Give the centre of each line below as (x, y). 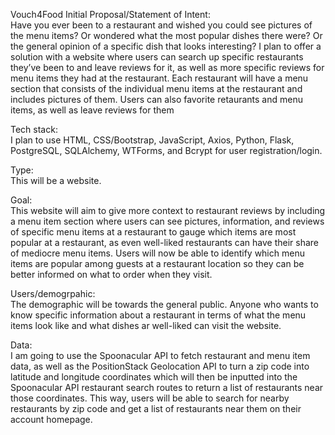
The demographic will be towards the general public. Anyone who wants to (164, 304)
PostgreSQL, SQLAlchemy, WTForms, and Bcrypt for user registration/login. (166, 150)
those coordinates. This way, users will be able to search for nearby (150, 398)
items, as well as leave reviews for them (92, 110)
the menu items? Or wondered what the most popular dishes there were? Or (166, 35)
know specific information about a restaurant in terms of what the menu (158, 315)
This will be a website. (56, 180)
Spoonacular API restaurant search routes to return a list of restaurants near (167, 387)
